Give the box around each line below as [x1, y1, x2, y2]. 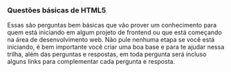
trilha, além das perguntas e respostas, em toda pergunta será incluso [7, 50, 207, 58]
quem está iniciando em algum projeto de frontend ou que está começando [7, 28, 223, 36]
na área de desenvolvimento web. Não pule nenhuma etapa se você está [7, 36, 215, 44]
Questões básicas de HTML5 [7, 5, 107, 15]
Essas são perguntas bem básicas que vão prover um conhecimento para [7, 21, 217, 29]
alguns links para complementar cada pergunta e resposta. [7, 58, 175, 66]
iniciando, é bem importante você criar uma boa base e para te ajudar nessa [7, 43, 225, 51]
